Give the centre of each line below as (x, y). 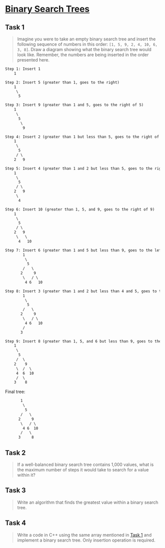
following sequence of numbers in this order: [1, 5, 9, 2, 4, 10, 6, (87, 44)
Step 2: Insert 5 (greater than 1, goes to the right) (62, 82)
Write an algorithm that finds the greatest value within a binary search (88, 502)
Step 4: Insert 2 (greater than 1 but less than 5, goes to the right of (82, 137)
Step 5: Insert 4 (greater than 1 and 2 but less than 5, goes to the (79, 168)
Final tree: (15, 392)
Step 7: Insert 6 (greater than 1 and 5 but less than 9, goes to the (79, 250)
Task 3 (15, 490)
